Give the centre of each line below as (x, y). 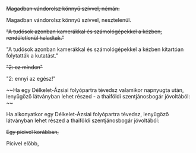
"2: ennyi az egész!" (31, 79)
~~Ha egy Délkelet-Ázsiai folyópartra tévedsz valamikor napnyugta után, (95, 90)
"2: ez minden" (25, 67)
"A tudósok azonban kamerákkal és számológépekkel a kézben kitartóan (95, 49)
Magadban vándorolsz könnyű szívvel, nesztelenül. (69, 20)
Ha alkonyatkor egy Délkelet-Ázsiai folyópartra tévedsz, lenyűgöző (88, 114)
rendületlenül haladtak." (35, 38)
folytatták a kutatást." (32, 55)
